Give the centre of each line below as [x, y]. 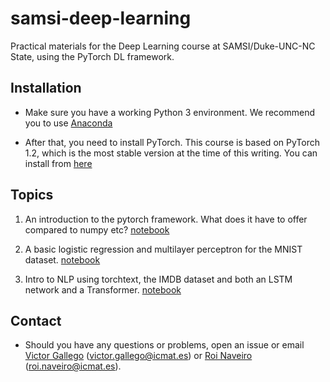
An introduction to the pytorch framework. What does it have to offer [166, 219]
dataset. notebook [62, 259]
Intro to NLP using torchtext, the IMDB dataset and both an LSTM [158, 279]
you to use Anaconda [68, 123]
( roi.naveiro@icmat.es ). [73, 366]
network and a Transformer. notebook [103, 289]
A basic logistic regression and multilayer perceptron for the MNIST [163, 249]
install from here [58, 163]
